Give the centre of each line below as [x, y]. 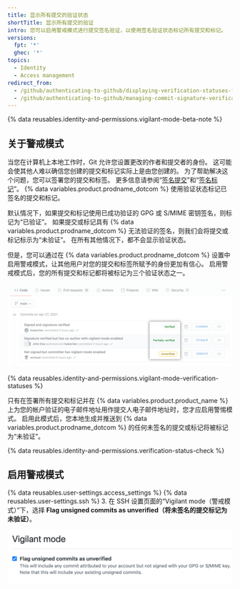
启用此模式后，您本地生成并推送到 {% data [84, 419]
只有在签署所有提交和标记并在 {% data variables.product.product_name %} [118, 401]
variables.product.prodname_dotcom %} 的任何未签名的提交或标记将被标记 [118, 427]
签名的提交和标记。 [36, 198]
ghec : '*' [28, 53]
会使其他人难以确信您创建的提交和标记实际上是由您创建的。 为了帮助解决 [115, 171]
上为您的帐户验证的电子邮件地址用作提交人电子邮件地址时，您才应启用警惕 [117, 410]
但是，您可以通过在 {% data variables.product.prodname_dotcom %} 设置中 [119, 255]
